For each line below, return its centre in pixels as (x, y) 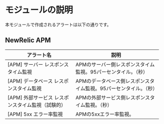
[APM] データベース (30, 81)
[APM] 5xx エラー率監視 (35, 114)
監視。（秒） (99, 105)
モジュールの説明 (39, 10)
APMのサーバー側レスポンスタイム (115, 64)
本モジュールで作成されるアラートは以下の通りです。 (58, 25)
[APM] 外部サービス (30, 98)
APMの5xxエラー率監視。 (105, 114)
